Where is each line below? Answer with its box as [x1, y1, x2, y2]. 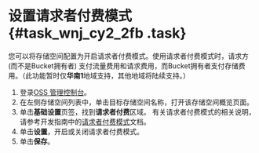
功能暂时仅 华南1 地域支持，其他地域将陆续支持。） [31, 71, 191, 80]
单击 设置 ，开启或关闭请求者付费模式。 [19, 126, 144, 136]
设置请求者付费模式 [8, 7, 133, 25]
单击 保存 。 [19, 137, 55, 146]
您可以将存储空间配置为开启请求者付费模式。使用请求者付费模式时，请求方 [8, 51, 249, 60]
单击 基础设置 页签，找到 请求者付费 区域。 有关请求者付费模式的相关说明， [19, 107, 256, 116]
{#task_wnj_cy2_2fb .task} [8, 24, 187, 42]
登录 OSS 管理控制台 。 [19, 87, 92, 97]
